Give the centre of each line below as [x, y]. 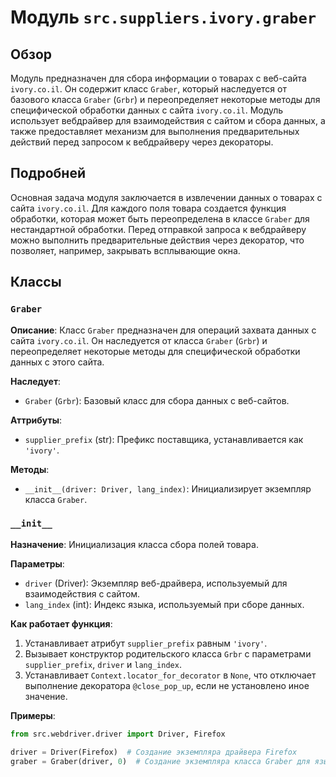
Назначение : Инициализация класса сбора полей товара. [134, 544]
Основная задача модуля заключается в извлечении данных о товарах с [166, 197]
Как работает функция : [61, 623]
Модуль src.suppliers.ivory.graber [163, 17]
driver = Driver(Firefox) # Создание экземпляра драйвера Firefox [154, 752]
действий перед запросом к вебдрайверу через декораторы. [142, 142]
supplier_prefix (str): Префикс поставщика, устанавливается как [164, 439]
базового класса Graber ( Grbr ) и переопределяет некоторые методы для [165, 99]
